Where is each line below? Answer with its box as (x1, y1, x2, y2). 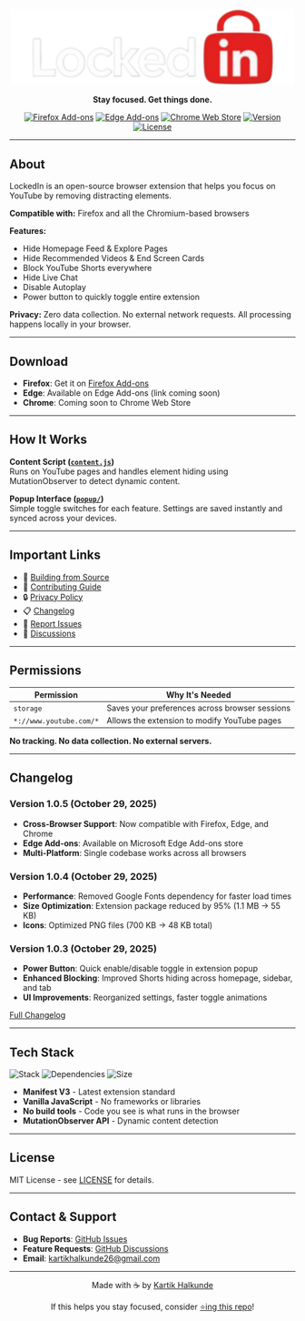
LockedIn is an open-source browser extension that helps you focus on (9, 181, 276, 192)
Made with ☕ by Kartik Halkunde (92, 1279, 213, 1290)
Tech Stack (9, 1044, 74, 1060)
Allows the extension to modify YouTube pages (106, 715, 282, 726)
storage (13, 704, 43, 713)
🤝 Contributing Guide (22, 581, 102, 592)
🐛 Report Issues (22, 618, 83, 629)
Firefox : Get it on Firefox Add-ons (22, 378, 150, 388)
